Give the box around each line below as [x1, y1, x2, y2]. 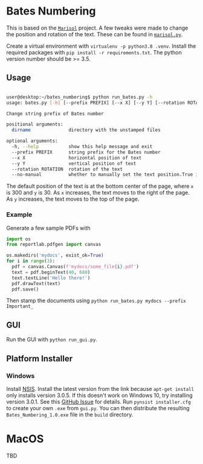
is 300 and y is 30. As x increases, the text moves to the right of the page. [6, 189, 190, 196]
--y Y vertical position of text [11, 160, 137, 167]
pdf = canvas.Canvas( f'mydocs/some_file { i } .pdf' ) [11, 264, 139, 270]
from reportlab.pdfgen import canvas [6, 242, 101, 248]
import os [6, 236, 31, 242]
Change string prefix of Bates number [6, 111, 104, 117]
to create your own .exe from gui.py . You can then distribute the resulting [6, 404, 190, 411]
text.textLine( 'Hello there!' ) [11, 275, 91, 281]
